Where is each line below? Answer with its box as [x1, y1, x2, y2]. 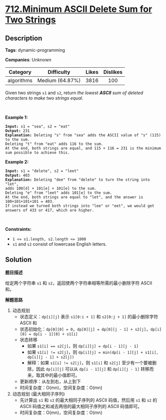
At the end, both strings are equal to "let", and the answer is [5, 195, 143, 200]
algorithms [7, 77, 33, 84]
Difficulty [47, 69, 71, 75]
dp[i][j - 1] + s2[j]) [27, 355, 75, 360]
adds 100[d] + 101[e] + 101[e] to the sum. [5, 186, 97, 191]
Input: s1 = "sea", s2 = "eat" [5, 124, 70, 129]
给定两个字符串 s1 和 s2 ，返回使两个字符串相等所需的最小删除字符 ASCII [5, 280, 153, 286]
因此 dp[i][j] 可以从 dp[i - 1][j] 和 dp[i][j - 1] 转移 [36, 366, 150, 372]
